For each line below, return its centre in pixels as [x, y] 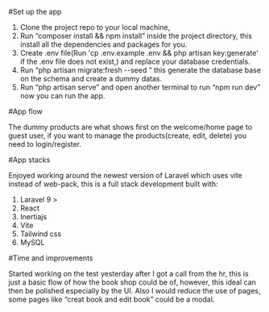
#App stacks [29, 160]
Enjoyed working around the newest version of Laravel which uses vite [126, 175]
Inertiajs [33, 216]
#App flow [25, 111]
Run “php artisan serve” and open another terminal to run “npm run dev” [140, 87]
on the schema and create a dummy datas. [91, 79]
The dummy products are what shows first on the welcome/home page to [130, 127]
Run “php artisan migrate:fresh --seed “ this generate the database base [141, 70]
